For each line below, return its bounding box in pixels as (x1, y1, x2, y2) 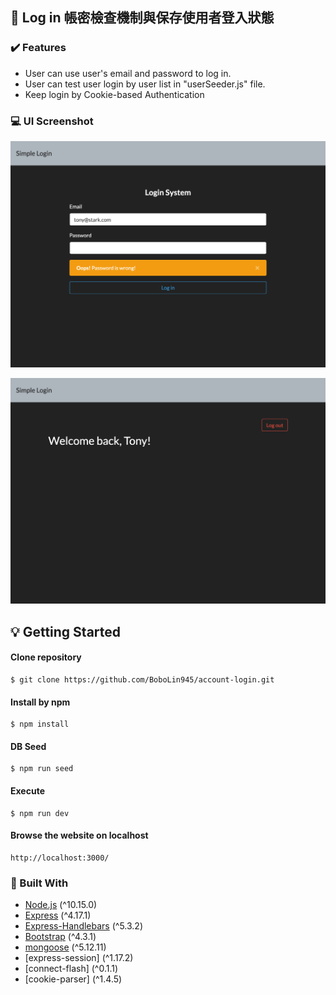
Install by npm (10, 696, 71, 708)
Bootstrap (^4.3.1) (24, 931, 97, 943)
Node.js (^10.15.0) (24, 899, 98, 911)
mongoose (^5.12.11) (24, 941, 107, 953)
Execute (10, 785, 45, 797)
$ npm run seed (10, 764, 74, 774)
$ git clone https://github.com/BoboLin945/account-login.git (10, 675, 275, 685)
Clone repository (10, 651, 82, 663)
